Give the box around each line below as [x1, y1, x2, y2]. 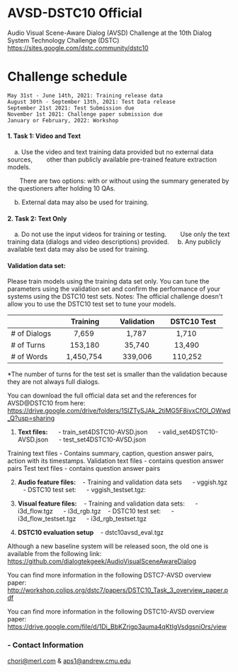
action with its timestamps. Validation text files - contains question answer [7, 457, 225, 465]
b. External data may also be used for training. [13, 198, 149, 207]
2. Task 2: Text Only [7, 214, 67, 223]
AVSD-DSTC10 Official [7, 5, 143, 21]
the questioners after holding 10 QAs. [7, 184, 115, 193]
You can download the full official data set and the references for [7, 391, 197, 400]
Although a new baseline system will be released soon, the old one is [7, 542, 209, 550]
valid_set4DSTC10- [162, 428, 218, 437]
